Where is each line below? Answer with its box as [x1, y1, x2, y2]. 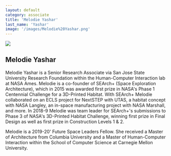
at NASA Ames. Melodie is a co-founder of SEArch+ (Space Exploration [5, 81, 156, 87]
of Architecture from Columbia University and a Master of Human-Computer [5, 134, 166, 140]
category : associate [5, 12, 50, 17]
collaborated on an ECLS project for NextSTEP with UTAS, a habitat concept [5, 97, 166, 103]
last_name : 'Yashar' [5, 22, 50, 27]
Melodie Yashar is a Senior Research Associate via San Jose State [5, 70, 145, 76]
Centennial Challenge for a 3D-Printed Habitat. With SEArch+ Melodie [5, 91, 153, 98]
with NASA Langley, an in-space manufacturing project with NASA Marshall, [5, 102, 166, 108]
